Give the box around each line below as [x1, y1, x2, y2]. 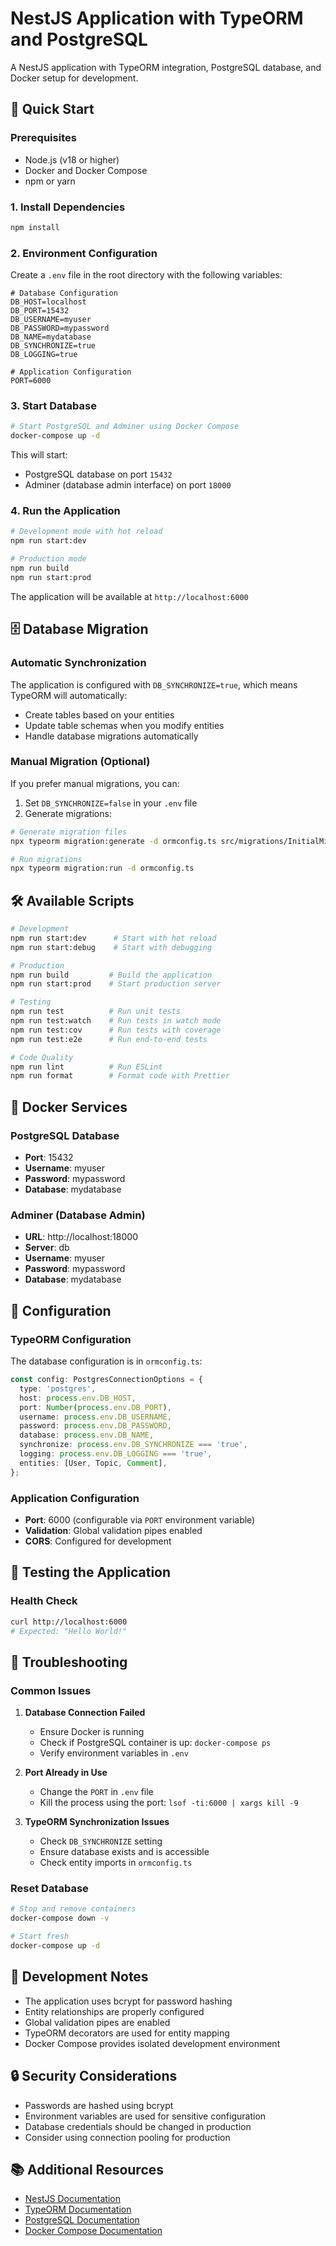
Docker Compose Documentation [24, 2225, 163, 2237]
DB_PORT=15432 [10, 306, 70, 316]
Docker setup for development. [10, 72, 139, 84]
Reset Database [10, 1882, 89, 1895]
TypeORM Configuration [10, 1332, 132, 1346]
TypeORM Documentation [24, 2203, 132, 2216]
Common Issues [10, 1683, 92, 1697]
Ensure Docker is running [39, 1726, 145, 1738]
